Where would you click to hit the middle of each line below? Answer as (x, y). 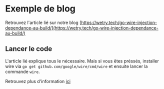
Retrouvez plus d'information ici (38, 81)
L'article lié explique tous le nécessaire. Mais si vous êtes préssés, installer (82, 61)
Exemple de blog (40, 9)
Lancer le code (29, 49)
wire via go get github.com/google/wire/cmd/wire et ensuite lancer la (76, 66)
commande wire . (22, 71)
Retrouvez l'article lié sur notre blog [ (43, 22)
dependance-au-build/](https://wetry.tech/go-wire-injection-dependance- (82, 27)
